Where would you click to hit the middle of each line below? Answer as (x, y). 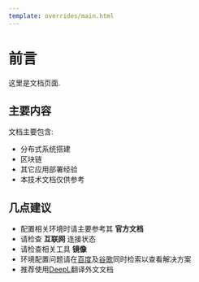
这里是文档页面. (35, 83)
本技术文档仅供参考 (52, 180)
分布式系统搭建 (45, 149)
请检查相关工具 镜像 (53, 249)
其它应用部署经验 (49, 169)
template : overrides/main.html (61, 16)
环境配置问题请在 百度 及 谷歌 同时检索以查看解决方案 (106, 259)
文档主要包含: (31, 132)
